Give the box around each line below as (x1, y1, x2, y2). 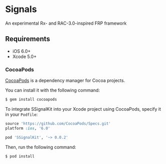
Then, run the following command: (5, 144, 76, 150)
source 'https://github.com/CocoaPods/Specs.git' (5, 121, 111, 126)
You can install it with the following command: (5, 87, 100, 94)
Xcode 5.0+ (12, 53, 37, 59)
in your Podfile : (5, 111, 38, 117)
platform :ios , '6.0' (5, 126, 51, 131)
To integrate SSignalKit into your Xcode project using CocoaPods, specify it (5, 106, 161, 112)
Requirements (5, 35, 50, 43)
